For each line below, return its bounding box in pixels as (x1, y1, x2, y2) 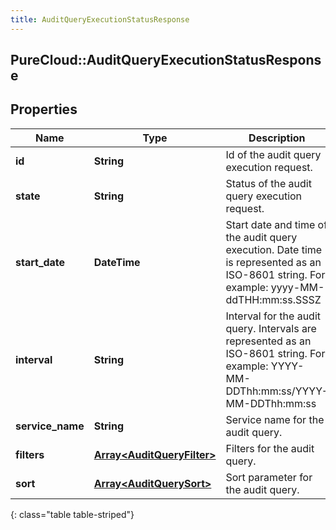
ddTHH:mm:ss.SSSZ (225, 292, 322, 306)
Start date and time (225, 217, 316, 231)
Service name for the (225, 412, 325, 426)
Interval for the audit (225, 309, 322, 323)
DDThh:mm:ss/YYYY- (225, 384, 329, 398)
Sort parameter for (225, 470, 313, 484)
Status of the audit (225, 176, 312, 190)
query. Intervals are (225, 321, 317, 335)
